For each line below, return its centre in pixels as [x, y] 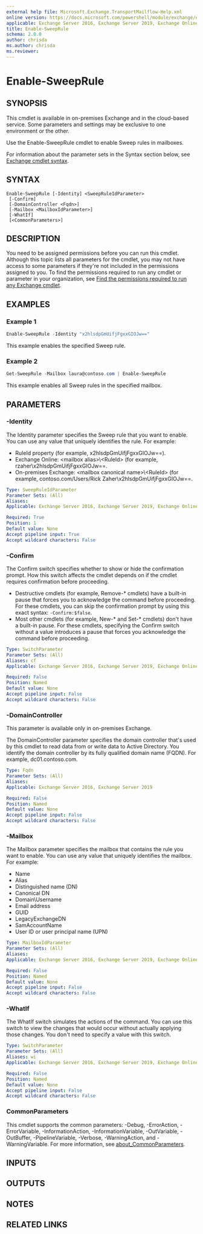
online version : [27, 18]
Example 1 [21, 321]
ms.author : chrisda [31, 46]
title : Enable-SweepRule [37, 29]
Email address [33, 906]
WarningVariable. [28, 1144]
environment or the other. [38, 131]
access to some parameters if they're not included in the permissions [92, 266]
